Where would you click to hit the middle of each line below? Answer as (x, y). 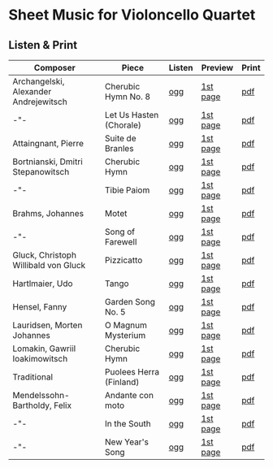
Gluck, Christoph (45, 255)
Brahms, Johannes (48, 213)
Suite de (120, 138)
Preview (217, 68)
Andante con (129, 395)
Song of (120, 232)
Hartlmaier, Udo (43, 284)
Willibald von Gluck (49, 265)
